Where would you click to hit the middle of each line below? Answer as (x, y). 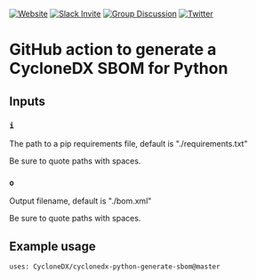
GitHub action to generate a (113, 50)
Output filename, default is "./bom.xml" (80, 201)
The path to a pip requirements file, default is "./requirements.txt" (128, 143)
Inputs (28, 101)
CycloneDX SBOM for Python (119, 69)
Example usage (52, 246)
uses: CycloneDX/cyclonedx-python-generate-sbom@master (115, 267)
